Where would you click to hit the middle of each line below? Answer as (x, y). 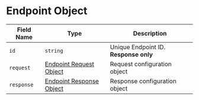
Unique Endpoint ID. (138, 47)
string (54, 51)
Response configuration (143, 81)
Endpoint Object (47, 11)
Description (150, 33)
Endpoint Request (70, 64)
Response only (131, 54)
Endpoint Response (72, 81)
